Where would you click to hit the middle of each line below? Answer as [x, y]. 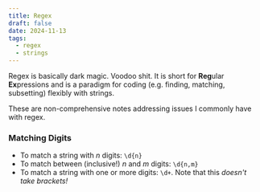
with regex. [27, 117]
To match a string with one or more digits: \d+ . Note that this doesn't [133, 173]
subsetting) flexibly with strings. [62, 93]
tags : [17, 38]
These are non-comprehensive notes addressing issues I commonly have [130, 108]
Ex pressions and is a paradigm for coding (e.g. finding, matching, [117, 84]
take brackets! [44, 181]
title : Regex [30, 16]
